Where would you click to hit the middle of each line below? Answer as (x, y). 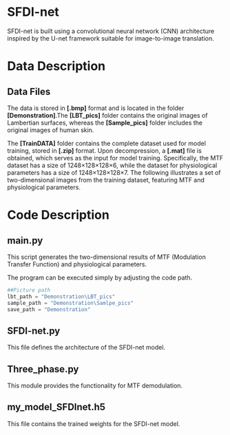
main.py (25, 241)
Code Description (59, 215)
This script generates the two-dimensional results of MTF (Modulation (107, 257)
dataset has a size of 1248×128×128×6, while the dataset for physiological (112, 165)
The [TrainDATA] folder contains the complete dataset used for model (107, 143)
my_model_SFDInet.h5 (56, 407)
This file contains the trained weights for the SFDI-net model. (94, 423)
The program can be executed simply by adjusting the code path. (100, 277)
